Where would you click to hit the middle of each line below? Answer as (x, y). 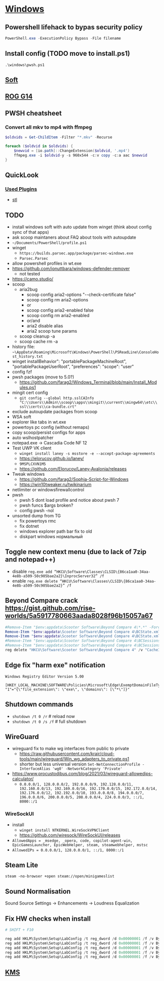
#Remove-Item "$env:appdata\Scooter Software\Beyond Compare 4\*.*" (76, 627)
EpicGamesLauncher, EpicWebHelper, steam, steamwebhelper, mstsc (80, 845)
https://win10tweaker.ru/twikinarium (55, 485)
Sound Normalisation (38, 891)
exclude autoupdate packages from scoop (55, 412)
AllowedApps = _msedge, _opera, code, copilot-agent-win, (72, 841)
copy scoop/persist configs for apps (49, 433)
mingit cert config (30, 392)
